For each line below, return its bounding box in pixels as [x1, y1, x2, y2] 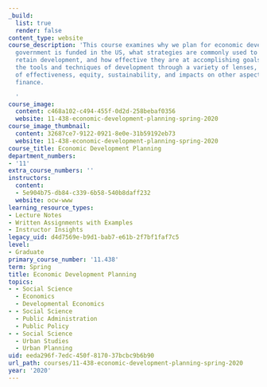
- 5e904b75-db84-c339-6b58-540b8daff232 [15, 189, 151, 197]
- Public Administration [15, 315, 98, 322]
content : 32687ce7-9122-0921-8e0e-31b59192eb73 [15, 130, 176, 138]
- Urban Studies [15, 337, 69, 345]
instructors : [8, 174, 52, 182]
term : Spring [8, 263, 52, 271]
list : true [15, 19, 52, 27]
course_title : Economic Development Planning [8, 144, 161, 152]
